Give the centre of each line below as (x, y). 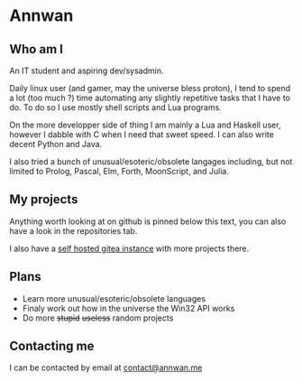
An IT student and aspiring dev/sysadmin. (87, 70)
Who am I (36, 49)
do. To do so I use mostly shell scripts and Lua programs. (116, 107)
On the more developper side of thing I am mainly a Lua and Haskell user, (145, 125)
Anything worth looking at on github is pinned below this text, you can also (148, 221)
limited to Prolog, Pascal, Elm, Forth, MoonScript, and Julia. (119, 171)
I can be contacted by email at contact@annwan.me (106, 368)
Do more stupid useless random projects (98, 318)
